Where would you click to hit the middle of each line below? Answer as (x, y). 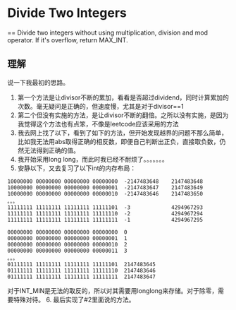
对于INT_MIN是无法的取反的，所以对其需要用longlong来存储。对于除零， (113, 290)
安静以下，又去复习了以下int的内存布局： (77, 168)
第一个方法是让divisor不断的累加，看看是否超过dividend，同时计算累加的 (123, 97)
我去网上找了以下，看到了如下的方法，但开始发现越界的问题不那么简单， (122, 133)
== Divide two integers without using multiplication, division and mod (108, 32)
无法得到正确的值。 (51, 150)
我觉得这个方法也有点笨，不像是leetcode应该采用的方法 (98, 124)
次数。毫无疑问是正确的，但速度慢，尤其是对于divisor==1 (101, 106)
